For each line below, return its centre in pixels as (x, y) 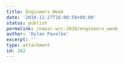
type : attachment (28, 46)
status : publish (27, 23)
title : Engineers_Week (35, 12)
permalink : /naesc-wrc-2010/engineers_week (62, 28)
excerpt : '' (21, 40)
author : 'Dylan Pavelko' (38, 34)
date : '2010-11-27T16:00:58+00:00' (51, 17)
